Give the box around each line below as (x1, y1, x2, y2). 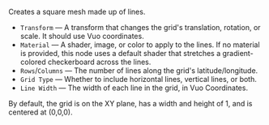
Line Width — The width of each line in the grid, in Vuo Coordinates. (19, 83, 249, 93)
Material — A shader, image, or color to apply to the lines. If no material (19, 40, 261, 50)
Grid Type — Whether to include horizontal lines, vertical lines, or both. (19, 75, 258, 84)
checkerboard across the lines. (47, 57, 152, 67)
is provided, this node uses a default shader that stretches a (19, 49, 221, 58)
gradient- (222, 49, 254, 58)
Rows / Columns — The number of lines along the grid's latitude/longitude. (19, 66, 258, 75)
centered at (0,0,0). (8, 107, 73, 117)
